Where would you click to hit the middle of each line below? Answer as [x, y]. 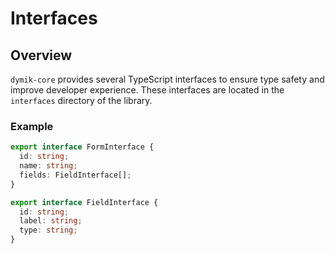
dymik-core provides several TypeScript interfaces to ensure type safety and [167, 79]
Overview [41, 55]
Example [32, 126]
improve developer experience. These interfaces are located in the [147, 90]
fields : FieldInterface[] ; [75, 175]
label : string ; [51, 221]
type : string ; [48, 230]
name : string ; [48, 166]
